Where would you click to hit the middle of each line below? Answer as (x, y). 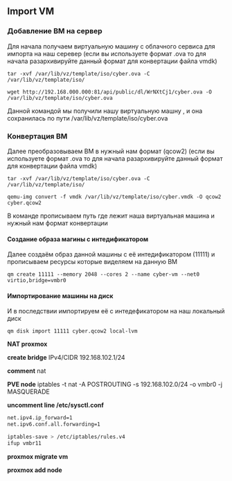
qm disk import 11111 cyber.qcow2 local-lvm (72, 331)
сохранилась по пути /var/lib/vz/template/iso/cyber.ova (88, 118)
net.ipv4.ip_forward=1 (40, 418)
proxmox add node (35, 470)
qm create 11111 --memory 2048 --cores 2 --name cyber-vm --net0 (103, 274)
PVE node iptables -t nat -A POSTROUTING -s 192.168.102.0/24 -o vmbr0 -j (115, 385)
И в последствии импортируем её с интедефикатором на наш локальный (116, 311)
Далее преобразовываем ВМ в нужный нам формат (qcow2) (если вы (111, 151)
